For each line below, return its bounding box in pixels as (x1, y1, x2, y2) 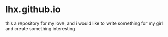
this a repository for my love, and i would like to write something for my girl (5, 20, 163, 26)
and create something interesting (5, 25, 75, 31)
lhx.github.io (5, 4, 61, 15)
